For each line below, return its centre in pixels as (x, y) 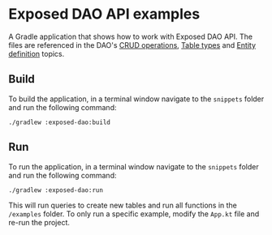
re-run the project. (39, 222)
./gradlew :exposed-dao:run (56, 190)
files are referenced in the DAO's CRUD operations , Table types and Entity (132, 45)
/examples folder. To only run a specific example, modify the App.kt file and (134, 214)
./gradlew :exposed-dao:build (60, 122)
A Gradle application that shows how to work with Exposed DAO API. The (131, 36)
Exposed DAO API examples (104, 14)
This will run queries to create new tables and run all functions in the (123, 205)
